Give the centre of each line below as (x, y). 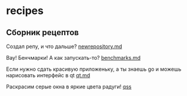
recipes (25, 11)
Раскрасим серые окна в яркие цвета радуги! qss (69, 87)
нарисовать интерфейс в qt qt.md (48, 75)
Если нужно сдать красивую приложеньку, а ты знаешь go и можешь (94, 69)
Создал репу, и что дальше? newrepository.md (64, 46)
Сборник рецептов (43, 32)
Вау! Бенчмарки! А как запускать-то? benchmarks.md (74, 58)
